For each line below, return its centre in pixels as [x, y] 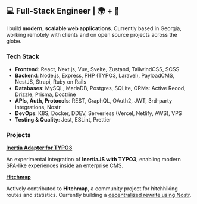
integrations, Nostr [37, 107]
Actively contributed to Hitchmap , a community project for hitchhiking [92, 189]
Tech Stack [23, 56]
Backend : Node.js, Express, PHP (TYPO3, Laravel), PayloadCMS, [94, 76]
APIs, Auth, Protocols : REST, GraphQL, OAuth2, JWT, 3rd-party [93, 101]
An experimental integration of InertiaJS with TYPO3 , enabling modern [94, 160]
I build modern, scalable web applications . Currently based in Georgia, [94, 28]
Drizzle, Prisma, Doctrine [45, 94]
